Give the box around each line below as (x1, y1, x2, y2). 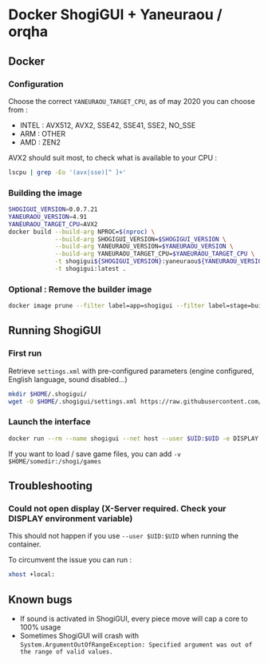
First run (8, 348, 42, 359)
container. (8, 539, 41, 549)
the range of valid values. (19, 648, 113, 656)
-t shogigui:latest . (54, 265, 127, 273)
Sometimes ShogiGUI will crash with (19, 631, 140, 641)
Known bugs (8, 593, 73, 606)
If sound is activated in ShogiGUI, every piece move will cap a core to (19, 614, 249, 624)
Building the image (8, 187, 82, 198)
